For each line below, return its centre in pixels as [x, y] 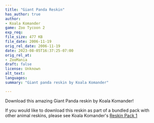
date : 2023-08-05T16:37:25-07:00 [39, 50]
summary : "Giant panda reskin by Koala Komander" [57, 82]
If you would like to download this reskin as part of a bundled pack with [77, 110]
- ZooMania [16, 60]
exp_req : [14, 32]
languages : [16, 78]
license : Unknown [23, 69]
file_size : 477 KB [24, 37]
